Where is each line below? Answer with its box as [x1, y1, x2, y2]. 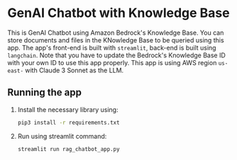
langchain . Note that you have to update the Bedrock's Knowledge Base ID [7, 51, 226, 59]
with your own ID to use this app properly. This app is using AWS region [7, 58, 217, 67]
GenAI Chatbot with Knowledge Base [7, 5, 230, 21]
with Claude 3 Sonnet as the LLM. [24, 66, 124, 74]
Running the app [7, 86, 82, 98]
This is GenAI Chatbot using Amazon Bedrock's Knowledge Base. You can [7, 28, 224, 37]
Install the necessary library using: [17, 105, 118, 114]
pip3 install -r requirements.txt [17, 119, 120, 126]
